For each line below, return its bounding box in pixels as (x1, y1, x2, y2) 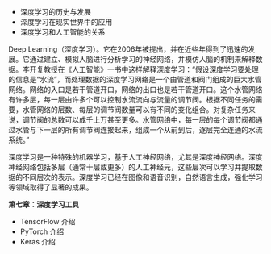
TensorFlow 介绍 (19, 217, 76, 226)
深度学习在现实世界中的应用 (19, 17, 113, 27)
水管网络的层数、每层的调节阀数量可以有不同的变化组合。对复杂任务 (22, 105, 248, 115)
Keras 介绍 (19, 237, 56, 246)
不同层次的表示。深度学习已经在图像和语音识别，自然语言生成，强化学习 (22, 173, 263, 181)
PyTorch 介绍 (19, 227, 65, 236)
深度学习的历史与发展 (19, 7, 91, 16)
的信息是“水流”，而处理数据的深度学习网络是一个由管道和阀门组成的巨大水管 (8, 75, 262, 84)
